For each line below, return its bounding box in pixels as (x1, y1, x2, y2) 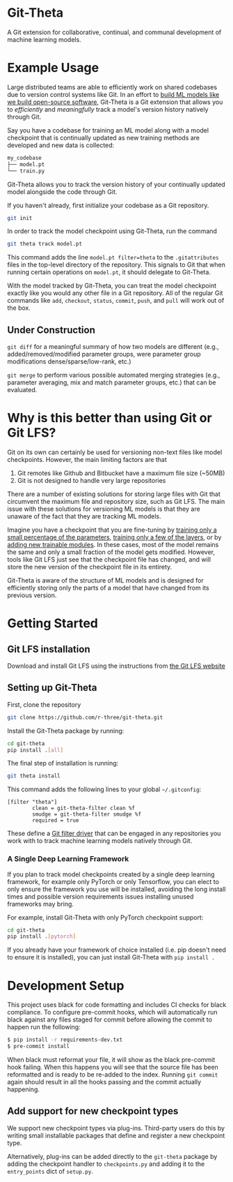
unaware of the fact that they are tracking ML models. (7, 512, 161, 521)
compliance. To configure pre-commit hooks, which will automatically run (7, 1008, 218, 1017)
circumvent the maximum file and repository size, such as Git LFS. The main (7, 498, 225, 505)
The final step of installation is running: (7, 759, 119, 768)
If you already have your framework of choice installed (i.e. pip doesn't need (7, 945, 226, 954)
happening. (7, 1085, 40, 1093)
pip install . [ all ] (7, 747, 64, 754)
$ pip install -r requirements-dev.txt (7, 1036, 123, 1044)
